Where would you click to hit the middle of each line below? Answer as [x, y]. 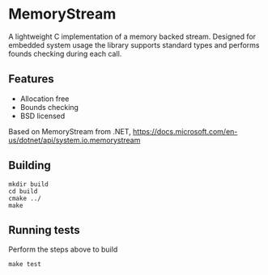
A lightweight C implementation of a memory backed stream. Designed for [132, 36]
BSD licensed [43, 116]
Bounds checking [49, 107]
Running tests [45, 230]
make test [25, 264]
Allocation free [45, 99]
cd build [23, 191]
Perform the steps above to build [63, 250]
